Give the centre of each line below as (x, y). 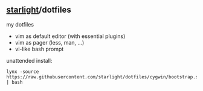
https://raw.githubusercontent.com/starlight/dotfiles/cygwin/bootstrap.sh (104, 77)
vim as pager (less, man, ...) (50, 42)
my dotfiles (20, 24)
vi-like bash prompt (39, 49)
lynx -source (23, 72)
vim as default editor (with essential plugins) (70, 36)
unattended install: (29, 60)
